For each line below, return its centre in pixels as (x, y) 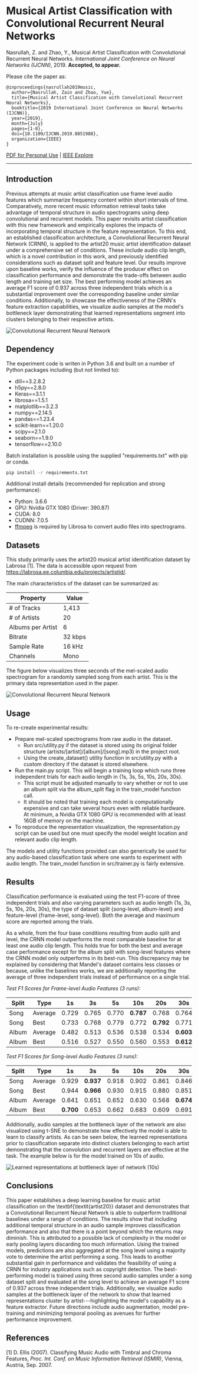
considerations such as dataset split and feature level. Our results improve (96, 263)
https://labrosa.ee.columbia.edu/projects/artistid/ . (66, 572)
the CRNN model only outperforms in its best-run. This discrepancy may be (98, 958)
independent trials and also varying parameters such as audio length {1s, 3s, (99, 902)
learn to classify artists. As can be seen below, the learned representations (97, 1137)
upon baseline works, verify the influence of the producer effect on (88, 269)
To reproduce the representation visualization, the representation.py (97, 827)
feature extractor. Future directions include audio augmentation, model (92, 1307)
